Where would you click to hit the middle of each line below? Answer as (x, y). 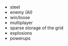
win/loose (20, 17)
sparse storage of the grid (36, 28)
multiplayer (21, 23)
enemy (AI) (21, 12)
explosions (21, 33)
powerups (20, 38)
